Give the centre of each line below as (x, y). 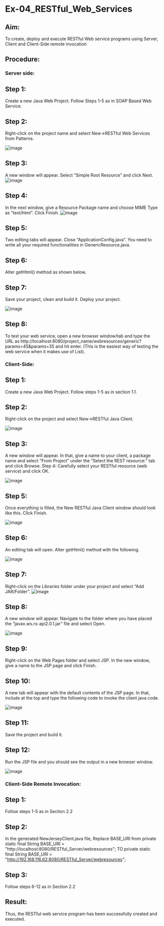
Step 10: (18, 681)
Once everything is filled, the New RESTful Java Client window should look (80, 508)
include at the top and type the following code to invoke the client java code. (82, 698)
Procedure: (23, 59)
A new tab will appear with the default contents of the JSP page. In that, (78, 693)
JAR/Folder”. (18, 591)
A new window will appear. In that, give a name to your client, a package (78, 455)
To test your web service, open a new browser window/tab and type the (78, 336)
